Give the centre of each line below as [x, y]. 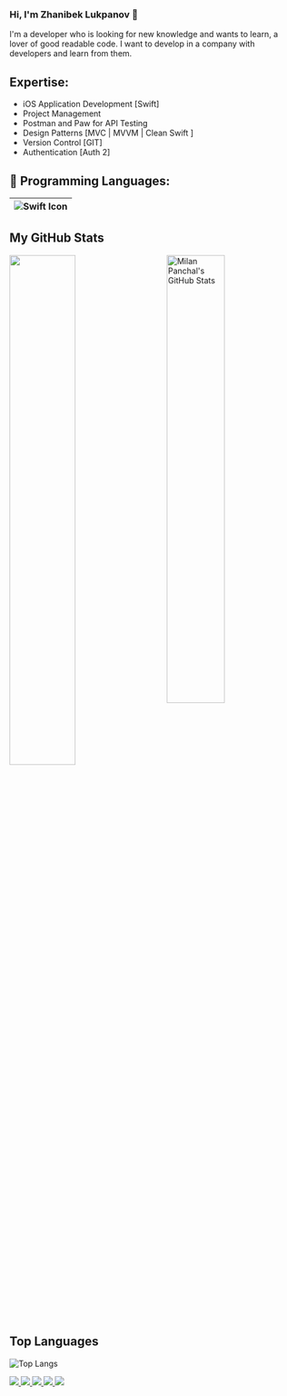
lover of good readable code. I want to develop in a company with [132, 44]
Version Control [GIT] [62, 143]
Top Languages [54, 1342]
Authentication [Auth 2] [66, 153]
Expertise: [40, 82]
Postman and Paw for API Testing [85, 124]
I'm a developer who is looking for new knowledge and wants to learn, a [144, 35]
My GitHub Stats [57, 238]
